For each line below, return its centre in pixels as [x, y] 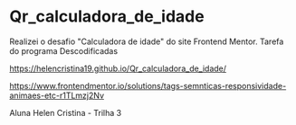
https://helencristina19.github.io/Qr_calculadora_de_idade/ [118, 68]
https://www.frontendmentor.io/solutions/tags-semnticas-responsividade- [148, 85]
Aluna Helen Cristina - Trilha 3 [66, 112]
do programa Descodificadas [64, 50]
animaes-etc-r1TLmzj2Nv [57, 95]
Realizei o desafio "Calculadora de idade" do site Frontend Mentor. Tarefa [147, 41]
